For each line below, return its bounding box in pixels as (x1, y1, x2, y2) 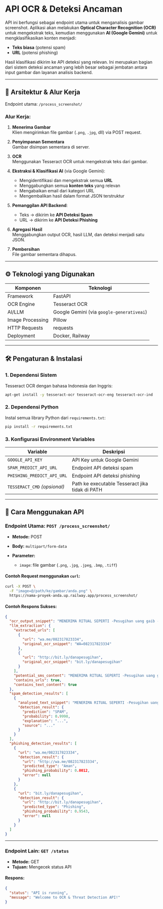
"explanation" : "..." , (22, 718, 68, 723)
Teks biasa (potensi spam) (12, 44, 66, 50)
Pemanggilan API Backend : (12, 203, 68, 208)
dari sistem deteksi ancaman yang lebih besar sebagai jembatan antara (5, 64, 147, 70)
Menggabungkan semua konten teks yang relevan (19, 183, 120, 188)
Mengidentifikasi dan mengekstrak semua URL (19, 178, 113, 184)
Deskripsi (102, 448, 125, 455)
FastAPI (53, 293, 71, 299)
